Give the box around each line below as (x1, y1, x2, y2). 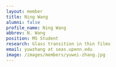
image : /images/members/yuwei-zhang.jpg (6, 52, 106, 58)
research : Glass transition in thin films (6, 41, 111, 47)
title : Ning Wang (6, 14, 48, 20)
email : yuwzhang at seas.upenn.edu (6, 47, 93, 52)
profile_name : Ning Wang (6, 24, 66, 31)
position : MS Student (6, 36, 59, 41)
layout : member (6, 8, 43, 15)
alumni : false (6, 19, 41, 25)
